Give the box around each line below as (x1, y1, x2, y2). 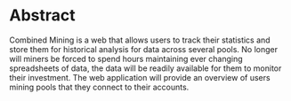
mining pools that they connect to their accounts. (9, 82, 190, 92)
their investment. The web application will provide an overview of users (9, 72, 271, 82)
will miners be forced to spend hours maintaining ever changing (9, 53, 243, 64)
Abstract (9, 5, 76, 26)
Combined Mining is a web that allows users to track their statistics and (9, 35, 271, 45)
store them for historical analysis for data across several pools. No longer (9, 43, 279, 54)
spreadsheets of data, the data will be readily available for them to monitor (9, 63, 282, 74)
